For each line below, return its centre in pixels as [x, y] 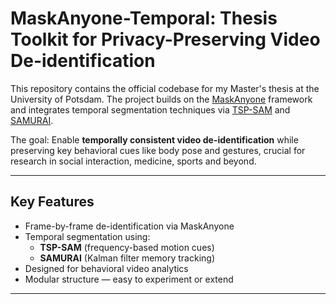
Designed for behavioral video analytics [106, 268]
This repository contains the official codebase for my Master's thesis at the [165, 88]
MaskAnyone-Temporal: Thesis [144, 18]
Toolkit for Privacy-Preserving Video [165, 39]
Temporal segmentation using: [87, 236]
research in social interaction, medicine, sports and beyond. [133, 161]
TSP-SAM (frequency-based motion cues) [127, 247]
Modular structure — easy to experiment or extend [129, 279]
